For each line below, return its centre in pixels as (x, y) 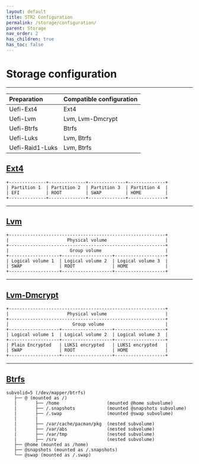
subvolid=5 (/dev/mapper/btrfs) (46, 393)
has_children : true (30, 39)
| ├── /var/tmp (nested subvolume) (84, 434)
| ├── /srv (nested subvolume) (84, 440)
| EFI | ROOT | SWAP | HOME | (87, 193)
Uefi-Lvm (23, 119)
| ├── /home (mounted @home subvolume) (94, 404)
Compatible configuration (100, 99)
